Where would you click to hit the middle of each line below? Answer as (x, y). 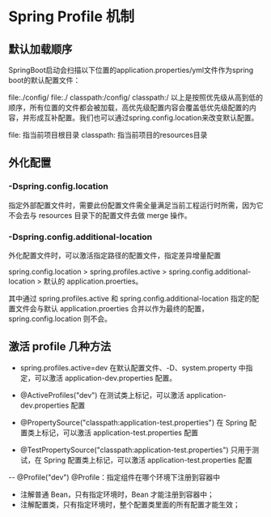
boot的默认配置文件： (44, 80)
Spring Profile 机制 (72, 17)
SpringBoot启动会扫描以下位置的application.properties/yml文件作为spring (131, 70)
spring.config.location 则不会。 (60, 318)
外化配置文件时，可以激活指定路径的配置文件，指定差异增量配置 (114, 255)
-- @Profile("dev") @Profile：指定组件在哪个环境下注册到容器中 (114, 477)
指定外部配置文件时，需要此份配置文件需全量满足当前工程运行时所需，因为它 (136, 205)
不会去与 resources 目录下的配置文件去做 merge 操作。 (100, 215)
